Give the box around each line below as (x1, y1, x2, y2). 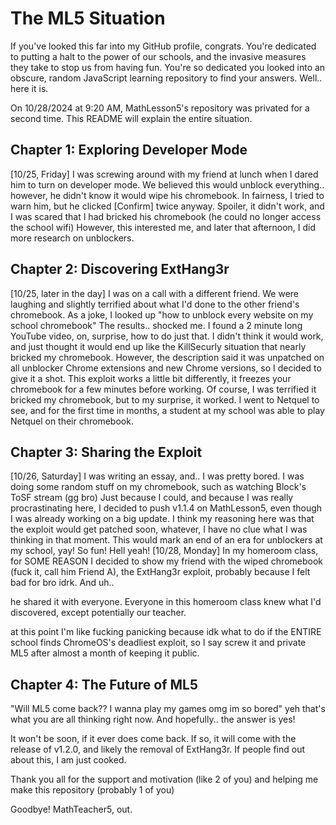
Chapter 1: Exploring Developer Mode (10, 142, 248, 159)
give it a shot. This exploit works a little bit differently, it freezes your (10, 372, 292, 384)
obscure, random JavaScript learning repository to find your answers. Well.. (10, 72, 323, 84)
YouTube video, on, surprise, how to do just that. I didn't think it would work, (10, 330, 324, 342)
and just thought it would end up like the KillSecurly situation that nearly (10, 340, 307, 352)
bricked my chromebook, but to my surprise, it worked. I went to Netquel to (10, 393, 320, 406)
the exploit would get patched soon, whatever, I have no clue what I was (10, 523, 308, 536)
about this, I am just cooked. (10, 754, 127, 766)
